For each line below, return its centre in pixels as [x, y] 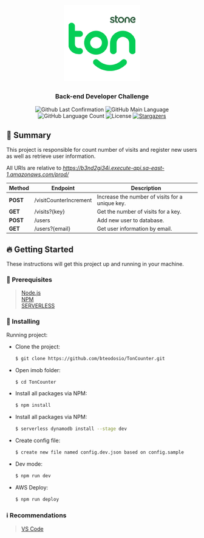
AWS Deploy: [32, 487]
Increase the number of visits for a [140, 197]
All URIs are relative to [34, 168]
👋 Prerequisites [29, 280]
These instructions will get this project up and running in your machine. [95, 264]
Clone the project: [38, 346]
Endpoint [63, 188]
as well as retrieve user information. [51, 156]
